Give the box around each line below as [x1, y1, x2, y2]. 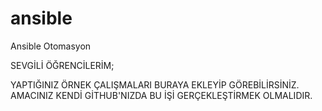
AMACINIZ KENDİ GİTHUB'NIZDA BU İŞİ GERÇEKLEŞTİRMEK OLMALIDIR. [10, 89, 313, 101]
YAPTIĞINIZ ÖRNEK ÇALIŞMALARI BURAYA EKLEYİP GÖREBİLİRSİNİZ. [10, 78, 300, 91]
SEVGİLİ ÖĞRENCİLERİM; [10, 59, 115, 71]
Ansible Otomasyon [10, 40, 92, 52]
